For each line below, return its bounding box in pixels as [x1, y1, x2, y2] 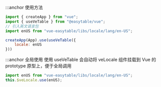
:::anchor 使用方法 [5, 5, 43, 10]
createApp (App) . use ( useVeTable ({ [5, 37, 76, 43]
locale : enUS [14, 42, 42, 47]
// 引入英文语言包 [5, 24, 39, 29]
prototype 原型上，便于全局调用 [5, 63, 72, 69]
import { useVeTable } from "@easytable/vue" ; [5, 19, 106, 24]
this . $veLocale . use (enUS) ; [5, 77, 62, 82]
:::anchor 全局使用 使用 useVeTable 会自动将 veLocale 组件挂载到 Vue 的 [5, 57, 156, 63]
